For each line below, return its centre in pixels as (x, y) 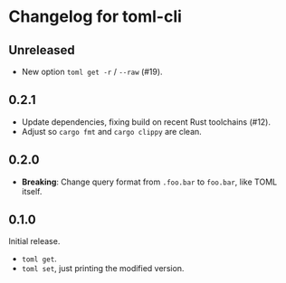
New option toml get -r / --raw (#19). (92, 71)
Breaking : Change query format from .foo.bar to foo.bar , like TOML (149, 182)
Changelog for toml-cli (95, 17)
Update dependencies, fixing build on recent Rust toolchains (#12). (146, 122)
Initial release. (34, 241)
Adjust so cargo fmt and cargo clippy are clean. (112, 131)
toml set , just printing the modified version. (103, 269)
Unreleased (42, 50)
